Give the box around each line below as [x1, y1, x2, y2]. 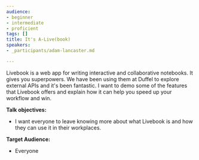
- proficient [6, 25, 39, 32]
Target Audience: [6, 136, 51, 143]
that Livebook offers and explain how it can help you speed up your [6, 88, 172, 96]
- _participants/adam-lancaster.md [6, 48, 95, 54]
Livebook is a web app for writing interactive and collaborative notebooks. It [6, 69, 193, 76]
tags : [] [6, 31, 28, 37]
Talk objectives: [6, 106, 47, 113]
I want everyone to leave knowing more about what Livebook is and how [14, 118, 193, 125]
